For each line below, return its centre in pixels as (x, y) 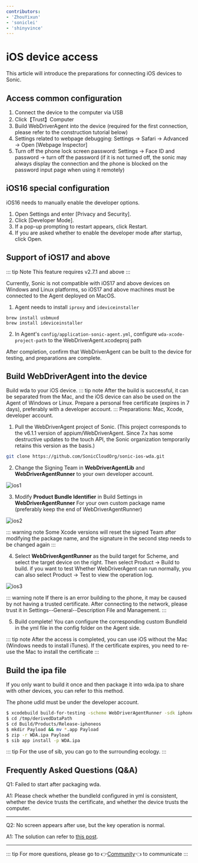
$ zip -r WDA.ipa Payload (38, 735)
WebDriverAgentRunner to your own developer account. (84, 474)
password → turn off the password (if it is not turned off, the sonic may (100, 157)
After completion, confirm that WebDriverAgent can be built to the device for (99, 352)
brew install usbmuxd (33, 318)
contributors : (24, 11)
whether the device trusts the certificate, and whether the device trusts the (97, 802)
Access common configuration (64, 98)
